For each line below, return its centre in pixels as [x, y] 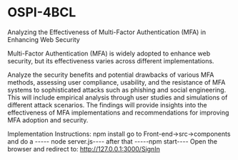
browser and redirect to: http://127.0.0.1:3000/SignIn [84, 149]
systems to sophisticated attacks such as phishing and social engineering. [117, 90]
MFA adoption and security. [48, 120]
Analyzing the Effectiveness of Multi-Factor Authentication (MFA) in [107, 32]
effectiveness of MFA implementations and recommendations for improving [118, 112]
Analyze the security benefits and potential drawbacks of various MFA [111, 75]
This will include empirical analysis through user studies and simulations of [118, 97]
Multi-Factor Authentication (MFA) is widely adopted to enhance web [109, 53]
